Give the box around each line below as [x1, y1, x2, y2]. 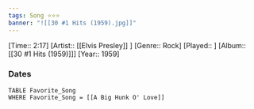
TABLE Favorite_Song [8, 86, 77, 95]
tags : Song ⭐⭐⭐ [8, 11, 60, 20]
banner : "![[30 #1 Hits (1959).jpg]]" [8, 19, 137, 27]
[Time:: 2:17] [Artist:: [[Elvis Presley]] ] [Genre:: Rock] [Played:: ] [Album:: [8, 40, 246, 50]
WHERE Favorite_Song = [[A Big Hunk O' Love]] [8, 93, 165, 101]
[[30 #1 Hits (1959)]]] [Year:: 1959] [8, 49, 120, 58]
